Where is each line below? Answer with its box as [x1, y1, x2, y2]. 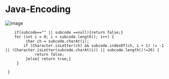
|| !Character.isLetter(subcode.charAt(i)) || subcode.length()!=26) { [5, 47, 159, 52]
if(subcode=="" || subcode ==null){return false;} [14, 30, 123, 35]
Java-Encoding [5, 4, 71, 15]
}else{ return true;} [25, 56, 71, 61]
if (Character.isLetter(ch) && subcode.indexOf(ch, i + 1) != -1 [23, 43, 164, 48]
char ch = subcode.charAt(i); [25, 39, 90, 44]
